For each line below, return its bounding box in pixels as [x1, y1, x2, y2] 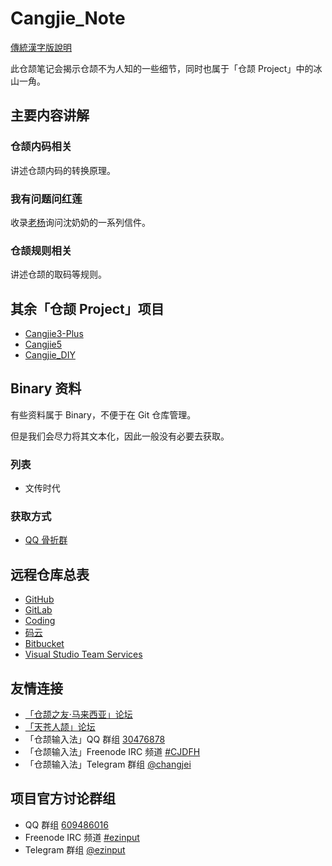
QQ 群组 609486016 [24, 818, 109, 831]
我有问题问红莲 [10, 192, 83, 206]
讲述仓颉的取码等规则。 [10, 268, 107, 281]
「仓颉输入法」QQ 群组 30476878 [24, 733, 166, 746]
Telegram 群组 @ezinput [24, 843, 126, 856]
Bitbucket [24, 638, 65, 650]
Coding [24, 615, 56, 627]
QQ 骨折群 [24, 534, 68, 546]
